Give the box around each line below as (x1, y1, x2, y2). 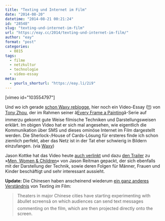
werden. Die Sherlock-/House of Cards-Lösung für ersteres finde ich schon (5, 132, 159, 138)
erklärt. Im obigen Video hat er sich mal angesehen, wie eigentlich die (5, 122, 147, 128)
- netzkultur (9, 62, 36, 67)
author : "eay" (5, 35, 34, 40)
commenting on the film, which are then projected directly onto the (17, 205, 153, 211)
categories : (5, 44, 30, 49)
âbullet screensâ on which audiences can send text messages (17, 198, 144, 204)
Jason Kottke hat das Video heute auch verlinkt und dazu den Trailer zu (5, 152, 150, 158)
